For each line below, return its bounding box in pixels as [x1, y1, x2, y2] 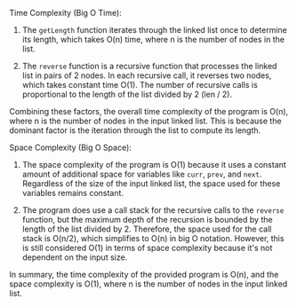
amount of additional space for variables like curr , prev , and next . [21, 169, 262, 179]
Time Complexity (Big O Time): [9, 8, 122, 18]
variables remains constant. [21, 188, 124, 198]
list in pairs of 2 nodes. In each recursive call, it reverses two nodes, [21, 70, 272, 81]
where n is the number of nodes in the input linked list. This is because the [9, 115, 282, 126]
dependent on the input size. [21, 252, 128, 263]
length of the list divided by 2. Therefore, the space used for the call [21, 224, 272, 234]
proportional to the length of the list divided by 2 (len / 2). [21, 89, 233, 99]
